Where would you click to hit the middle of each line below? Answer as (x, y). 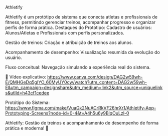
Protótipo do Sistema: (28, 102)
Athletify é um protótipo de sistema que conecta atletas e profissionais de (81, 17)
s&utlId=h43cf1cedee (27, 93)
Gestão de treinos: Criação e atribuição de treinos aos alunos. (69, 42)
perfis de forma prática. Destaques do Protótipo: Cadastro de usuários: (78, 27)
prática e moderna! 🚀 (27, 128)
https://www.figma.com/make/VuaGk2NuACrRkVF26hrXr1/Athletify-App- (81, 108)
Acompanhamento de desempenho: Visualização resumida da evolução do (83, 52)
